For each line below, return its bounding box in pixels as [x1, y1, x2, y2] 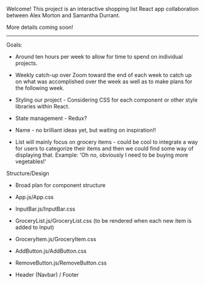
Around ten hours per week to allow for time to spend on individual [15, 53, 183, 60]
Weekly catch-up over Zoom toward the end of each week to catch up [15, 72, 192, 78]
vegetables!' [15, 158, 47, 165]
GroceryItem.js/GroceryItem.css [15, 236, 96, 242]
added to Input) [15, 223, 54, 231]
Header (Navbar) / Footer [15, 271, 79, 278]
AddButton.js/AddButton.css [15, 247, 87, 255]
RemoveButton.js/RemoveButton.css [15, 260, 107, 266]
